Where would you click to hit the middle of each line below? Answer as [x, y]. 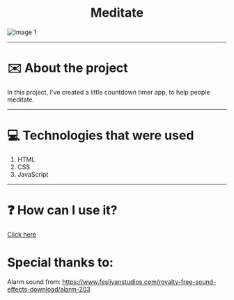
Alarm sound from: [34, 282]
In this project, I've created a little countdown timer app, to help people [109, 92]
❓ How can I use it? [62, 210]
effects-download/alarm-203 [49, 289]
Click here [22, 234]
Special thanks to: [60, 262]
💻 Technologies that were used [101, 135]
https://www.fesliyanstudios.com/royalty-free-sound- [139, 282]
